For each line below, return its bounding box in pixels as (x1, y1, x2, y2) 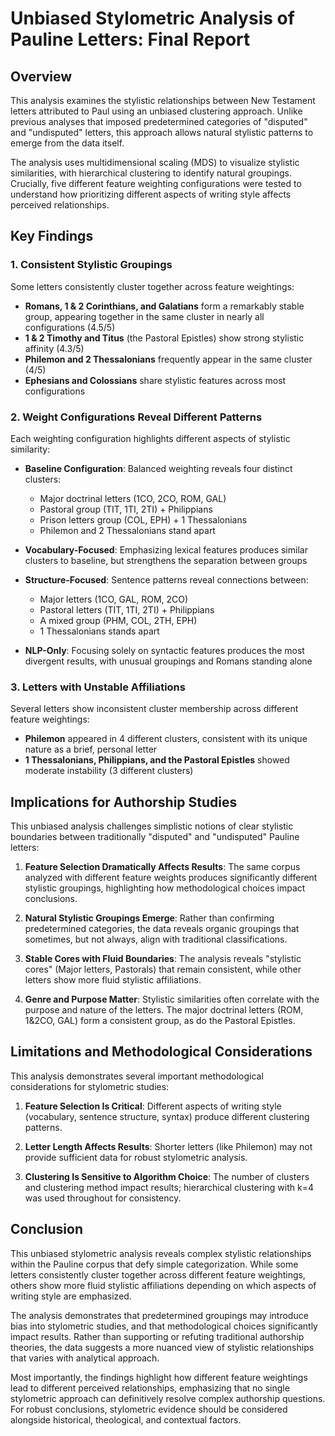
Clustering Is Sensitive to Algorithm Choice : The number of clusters (24, 1170, 310, 1182)
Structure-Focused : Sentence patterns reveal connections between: (24, 573, 309, 586)
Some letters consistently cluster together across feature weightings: (10, 280, 295, 292)
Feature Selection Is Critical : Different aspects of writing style (24, 1100, 282, 1112)
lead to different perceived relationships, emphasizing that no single (10, 1382, 290, 1394)
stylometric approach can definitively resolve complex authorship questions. (10, 1392, 326, 1404)
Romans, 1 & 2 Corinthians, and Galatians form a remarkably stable (24, 300, 305, 312)
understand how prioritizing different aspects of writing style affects (10, 188, 292, 200)
